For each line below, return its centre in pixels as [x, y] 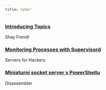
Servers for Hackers [25, 60]
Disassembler [19, 83]
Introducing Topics [28, 26]
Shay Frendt [17, 37]
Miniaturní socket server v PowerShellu [53, 73]
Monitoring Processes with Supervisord [53, 49]
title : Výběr [18, 9]
